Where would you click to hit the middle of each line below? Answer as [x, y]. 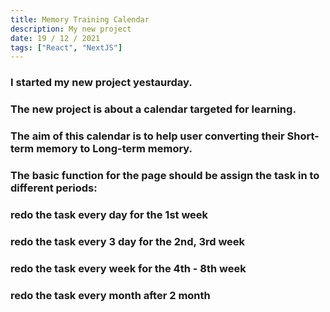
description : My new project [71, 29]
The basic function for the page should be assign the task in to [165, 175]
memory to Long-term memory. [114, 149]
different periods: [54, 188]
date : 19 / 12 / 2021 [55, 38]
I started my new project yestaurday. [101, 83]
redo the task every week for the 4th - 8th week [128, 268]
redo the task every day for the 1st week [109, 214]
